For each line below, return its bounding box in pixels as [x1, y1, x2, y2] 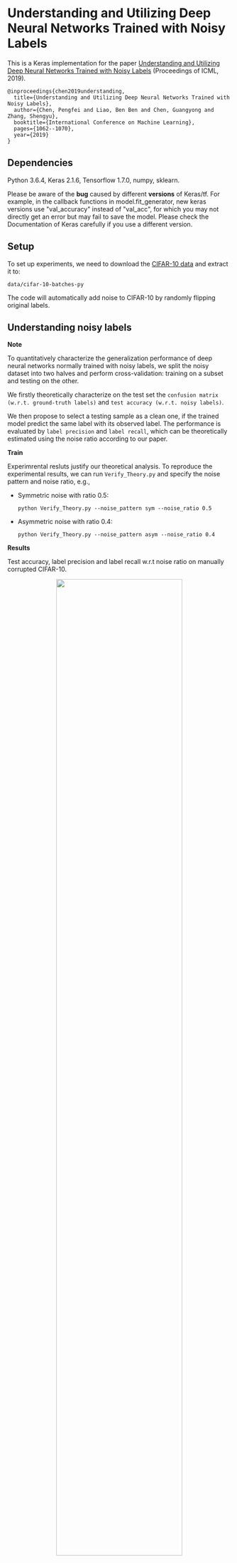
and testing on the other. [7, 377, 79, 385]
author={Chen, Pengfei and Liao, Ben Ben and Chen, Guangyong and [13, 106, 214, 113]
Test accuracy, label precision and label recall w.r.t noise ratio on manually [7, 558, 225, 566]
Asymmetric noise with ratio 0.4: [17, 518, 113, 526]
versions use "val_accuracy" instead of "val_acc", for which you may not [7, 204, 219, 213]
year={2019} [13, 131, 50, 138]
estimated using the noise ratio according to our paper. [7, 434, 168, 443]
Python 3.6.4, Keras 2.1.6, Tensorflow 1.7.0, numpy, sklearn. [7, 176, 180, 184]
